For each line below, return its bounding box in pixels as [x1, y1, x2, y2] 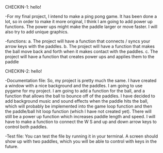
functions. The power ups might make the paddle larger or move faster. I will [5, 24, 158, 30]
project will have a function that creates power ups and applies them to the [5, 54, 155, 60]
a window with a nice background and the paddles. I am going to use [5, 83, 143, 89]
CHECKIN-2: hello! [5, 68, 42, 74]
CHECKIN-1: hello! [5, 4, 41, 10]
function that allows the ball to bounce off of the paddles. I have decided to [5, 93, 155, 99]
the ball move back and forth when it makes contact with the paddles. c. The [5, 48, 158, 54]
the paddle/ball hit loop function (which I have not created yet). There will [5, 108, 152, 114]
